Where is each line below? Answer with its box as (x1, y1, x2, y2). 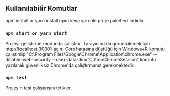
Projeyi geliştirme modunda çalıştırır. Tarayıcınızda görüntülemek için (5, 41, 151, 47)
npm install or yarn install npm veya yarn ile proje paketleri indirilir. (5, 17, 145, 23)
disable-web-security (5, 57, 51, 63)
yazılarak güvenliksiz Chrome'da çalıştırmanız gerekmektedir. (5, 62, 135, 68)
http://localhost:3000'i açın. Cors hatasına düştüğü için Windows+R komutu (5, 46, 165, 52)
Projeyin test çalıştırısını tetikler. (5, 85, 72, 91)
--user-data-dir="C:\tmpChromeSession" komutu (52, 57, 156, 63)
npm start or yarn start (5, 30, 68, 36)
